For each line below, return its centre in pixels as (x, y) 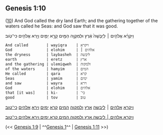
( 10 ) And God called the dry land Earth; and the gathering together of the (81, 20)
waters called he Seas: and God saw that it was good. (62, 26)
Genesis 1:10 (26, 8)
